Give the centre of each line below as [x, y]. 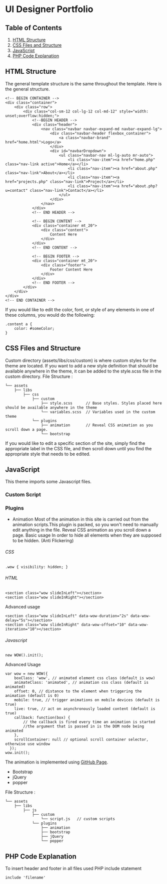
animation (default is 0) [32, 696]
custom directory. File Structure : [39, 376]
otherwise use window [28, 744]
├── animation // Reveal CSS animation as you [97, 425]
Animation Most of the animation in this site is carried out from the [80, 519]
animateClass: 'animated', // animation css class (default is [81, 683]
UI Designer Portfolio [49, 9]
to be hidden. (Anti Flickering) [43, 540]
